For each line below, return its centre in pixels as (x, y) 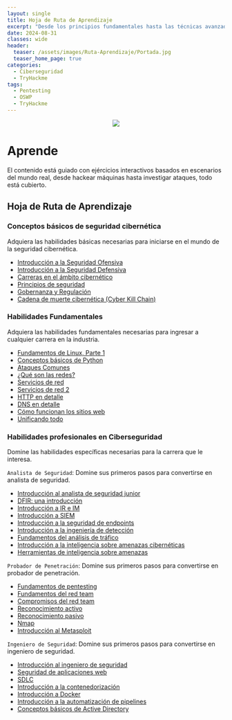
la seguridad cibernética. (42, 249)
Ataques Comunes (43, 367)
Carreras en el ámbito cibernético (65, 277)
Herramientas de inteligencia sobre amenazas (83, 552)
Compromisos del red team (56, 601)
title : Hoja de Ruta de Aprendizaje (60, 20)
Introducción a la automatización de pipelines (82, 702)
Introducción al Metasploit (54, 631)
